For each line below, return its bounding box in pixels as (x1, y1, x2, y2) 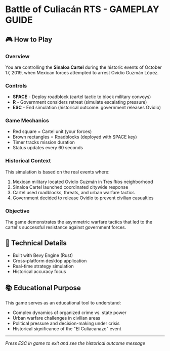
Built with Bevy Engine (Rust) (12, 252, 73, 258)
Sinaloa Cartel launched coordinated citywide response (12, 184, 129, 190)
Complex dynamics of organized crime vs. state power (12, 310, 127, 316)
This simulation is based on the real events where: (5, 168, 110, 175)
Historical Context (5, 157, 51, 164)
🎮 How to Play (5, 35, 53, 43)
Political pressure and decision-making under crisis (12, 320, 120, 326)
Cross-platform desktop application (12, 257, 87, 264)
